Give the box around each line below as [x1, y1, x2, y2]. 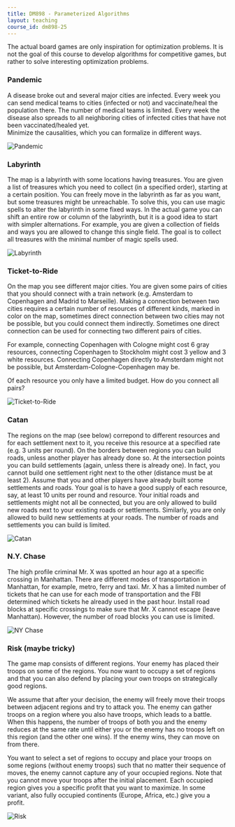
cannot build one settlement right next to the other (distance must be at [7, 468, 213, 477]
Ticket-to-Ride [7, 266, 58, 276]
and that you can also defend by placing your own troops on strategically [7, 675, 218, 683]
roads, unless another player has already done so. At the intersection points [7, 454, 225, 462]
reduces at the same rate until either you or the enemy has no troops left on [7, 725, 225, 734]
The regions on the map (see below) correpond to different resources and [7, 431, 220, 439]
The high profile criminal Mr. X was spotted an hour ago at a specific [7, 567, 205, 576]
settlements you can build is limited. [7, 520, 111, 529]
